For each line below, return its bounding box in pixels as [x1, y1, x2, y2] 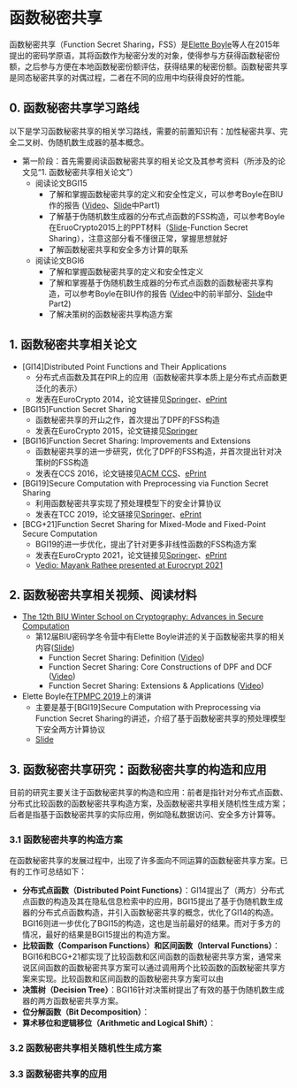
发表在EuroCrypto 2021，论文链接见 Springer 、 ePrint [34, 549, 227, 560]
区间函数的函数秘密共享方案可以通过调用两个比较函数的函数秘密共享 [29, 962, 278, 973]
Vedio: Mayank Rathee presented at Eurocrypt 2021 [34, 559, 224, 571]
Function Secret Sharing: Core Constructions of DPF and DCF [48, 662, 273, 672]
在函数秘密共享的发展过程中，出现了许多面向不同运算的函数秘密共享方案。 [9, 855, 280, 866]
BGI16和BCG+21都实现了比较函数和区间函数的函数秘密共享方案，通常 [21, 952, 274, 962]
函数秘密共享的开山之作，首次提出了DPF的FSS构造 [34, 414, 221, 425]
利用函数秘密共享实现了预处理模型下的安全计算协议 [34, 497, 222, 509]
